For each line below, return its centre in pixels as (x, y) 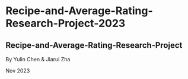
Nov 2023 (18, 71)
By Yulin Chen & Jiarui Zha (38, 59)
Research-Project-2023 (66, 23)
